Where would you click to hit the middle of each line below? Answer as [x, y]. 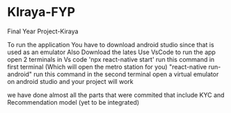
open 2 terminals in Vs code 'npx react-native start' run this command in [111, 59]
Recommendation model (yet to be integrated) [73, 102]
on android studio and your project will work [70, 81]
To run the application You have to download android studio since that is [111, 44]
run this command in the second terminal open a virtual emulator [126, 74]
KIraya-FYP [41, 12]
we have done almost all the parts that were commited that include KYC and [116, 95]
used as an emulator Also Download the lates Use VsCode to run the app [111, 52]
